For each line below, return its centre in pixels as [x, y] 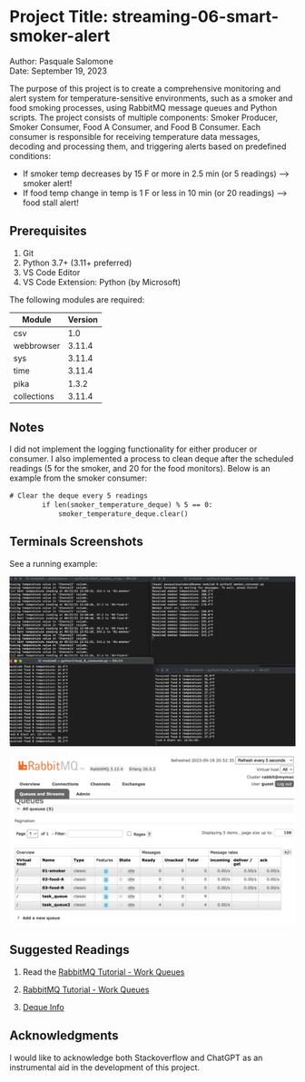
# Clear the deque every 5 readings [79, 496]
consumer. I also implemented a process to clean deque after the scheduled [152, 459]
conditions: [30, 155]
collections [34, 396]
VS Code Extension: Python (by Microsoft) [102, 282]
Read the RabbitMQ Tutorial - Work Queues [103, 972]
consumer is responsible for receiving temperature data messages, [135, 136]
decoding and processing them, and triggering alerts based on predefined [148, 146]
